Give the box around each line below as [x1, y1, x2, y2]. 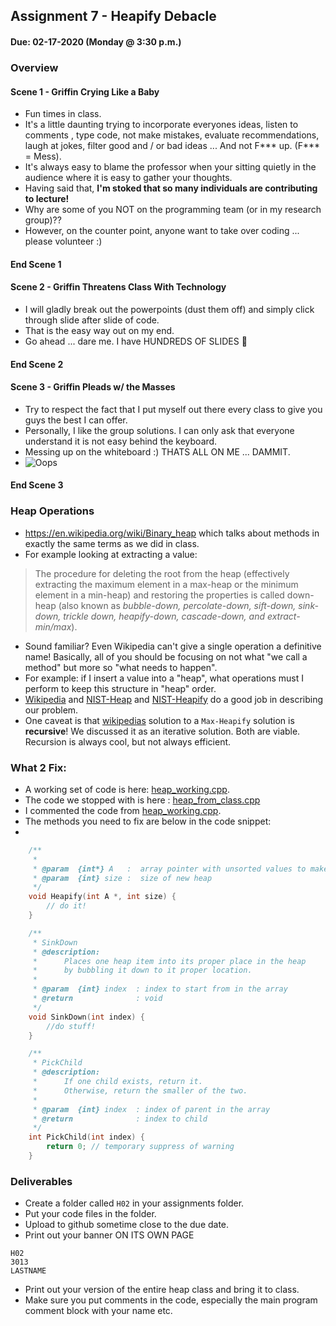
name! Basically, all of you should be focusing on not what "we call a [24, 650, 308, 663]
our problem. [24, 704, 79, 716]
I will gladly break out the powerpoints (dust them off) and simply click [24, 303, 315, 315]
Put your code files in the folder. [24, 1208, 157, 1220]
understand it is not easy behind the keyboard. [24, 435, 218, 447]
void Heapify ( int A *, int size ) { [28, 892, 177, 902]
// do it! [46, 901, 87, 911]
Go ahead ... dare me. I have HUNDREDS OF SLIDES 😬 [24, 335, 248, 347]
